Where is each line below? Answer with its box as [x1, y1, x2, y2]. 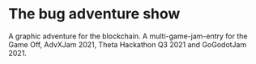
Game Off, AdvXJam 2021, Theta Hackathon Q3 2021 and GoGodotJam [8, 39, 247, 49]
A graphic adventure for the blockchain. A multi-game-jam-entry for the [8, 31, 248, 41]
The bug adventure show [8, 5, 181, 23]
